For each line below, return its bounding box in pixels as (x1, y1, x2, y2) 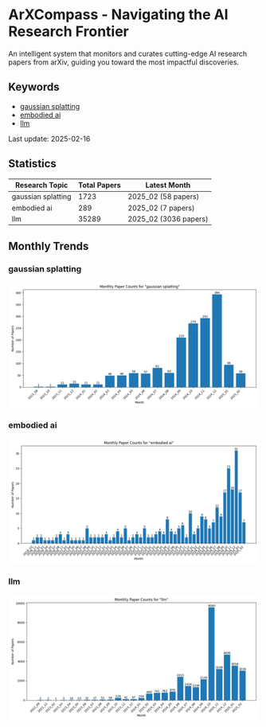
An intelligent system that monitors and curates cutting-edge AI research (8, 49, 248, 58)
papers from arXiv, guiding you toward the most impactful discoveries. (8, 57, 240, 67)
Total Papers (78, 181, 121, 190)
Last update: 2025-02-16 (8, 134, 91, 143)
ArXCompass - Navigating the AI (8, 6, 229, 24)
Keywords (8, 80, 60, 94)
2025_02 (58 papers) (127, 192, 200, 201)
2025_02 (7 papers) (127, 203, 195, 213)
